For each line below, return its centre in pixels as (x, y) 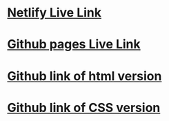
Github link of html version (84, 76)
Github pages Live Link (74, 45)
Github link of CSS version (84, 108)
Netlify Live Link (54, 13)
